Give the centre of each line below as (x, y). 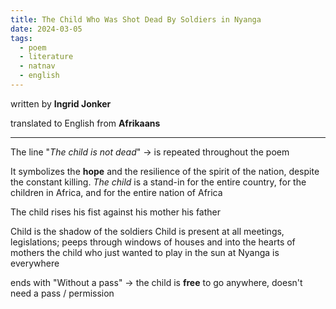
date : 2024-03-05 (46, 29)
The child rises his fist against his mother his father (116, 212)
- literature (46, 57)
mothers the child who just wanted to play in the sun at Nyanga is (145, 252)
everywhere (35, 263)
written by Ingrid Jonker (61, 103)
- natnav (37, 66)
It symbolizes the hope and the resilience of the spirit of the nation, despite (165, 171)
